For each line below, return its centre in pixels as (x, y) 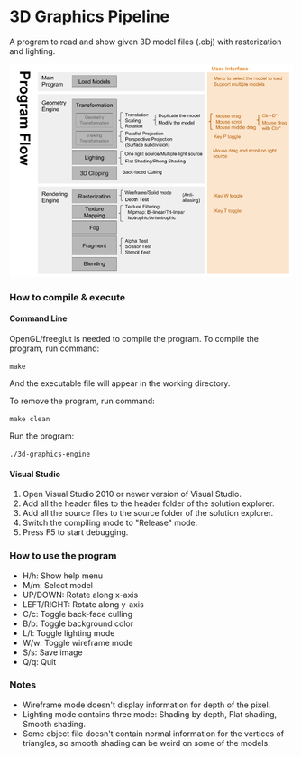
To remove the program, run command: (82, 401)
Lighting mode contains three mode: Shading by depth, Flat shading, (150, 714)
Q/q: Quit (39, 661)
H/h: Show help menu (63, 576)
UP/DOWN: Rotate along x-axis (80, 595)
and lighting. (32, 51)
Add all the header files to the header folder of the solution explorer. (148, 503)
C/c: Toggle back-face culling (78, 614)
